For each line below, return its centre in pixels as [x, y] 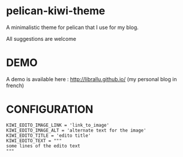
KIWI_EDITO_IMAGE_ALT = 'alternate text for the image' [76, 130]
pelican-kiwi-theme [56, 11]
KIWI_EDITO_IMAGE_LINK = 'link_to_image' [58, 125]
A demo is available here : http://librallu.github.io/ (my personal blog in [91, 79]
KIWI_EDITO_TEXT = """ [34, 140]
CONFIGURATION [50, 109]
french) [15, 85]
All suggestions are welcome [41, 39]
